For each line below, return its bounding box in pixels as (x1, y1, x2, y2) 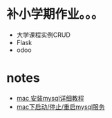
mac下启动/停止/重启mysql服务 (16, 102, 105, 111)
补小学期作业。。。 (6, 6, 104, 22)
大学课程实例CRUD (16, 31, 71, 39)
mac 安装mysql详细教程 (16, 94, 84, 102)
